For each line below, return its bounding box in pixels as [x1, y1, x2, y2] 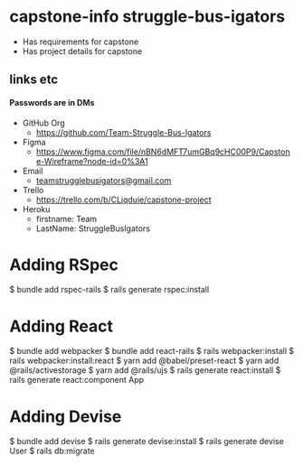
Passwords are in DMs [9, 97, 95, 107]
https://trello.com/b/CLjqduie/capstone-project [35, 194, 212, 205]
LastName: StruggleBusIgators [35, 223, 151, 234]
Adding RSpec [9, 255, 119, 274]
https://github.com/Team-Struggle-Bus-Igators [35, 126, 212, 137]
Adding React [9, 316, 113, 336]
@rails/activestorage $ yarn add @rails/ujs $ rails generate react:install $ [9, 365, 281, 376]
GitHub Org [22, 117, 65, 128]
